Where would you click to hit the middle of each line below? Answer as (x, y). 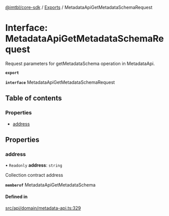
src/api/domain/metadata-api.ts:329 (43, 208)
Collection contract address (34, 175)
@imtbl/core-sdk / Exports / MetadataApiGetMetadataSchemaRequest (79, 7)
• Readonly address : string (34, 165)
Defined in (16, 196)
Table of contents (33, 98)
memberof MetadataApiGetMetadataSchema (50, 185)
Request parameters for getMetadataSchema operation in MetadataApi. (80, 64)
